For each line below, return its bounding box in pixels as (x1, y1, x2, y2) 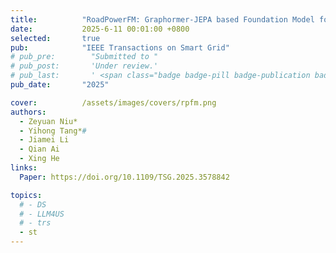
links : (10, 163, 38, 173)
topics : (10, 190, 43, 200)
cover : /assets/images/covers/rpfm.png (10, 97, 217, 108)
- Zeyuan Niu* (19, 116, 78, 126)
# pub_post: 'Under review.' (10, 61, 159, 71)
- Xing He (19, 154, 60, 164)
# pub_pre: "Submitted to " (10, 52, 159, 62)
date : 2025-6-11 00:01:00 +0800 (10, 24, 190, 34)
